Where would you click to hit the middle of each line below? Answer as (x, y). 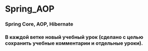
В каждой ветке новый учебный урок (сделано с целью (74, 37)
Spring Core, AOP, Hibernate (39, 24)
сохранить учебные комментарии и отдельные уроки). (74, 43)
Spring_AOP (30, 9)
